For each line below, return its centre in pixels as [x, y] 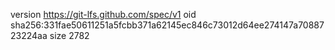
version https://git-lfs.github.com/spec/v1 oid [103, 14]
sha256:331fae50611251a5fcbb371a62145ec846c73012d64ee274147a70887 [167, 25]
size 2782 [69, 35]
